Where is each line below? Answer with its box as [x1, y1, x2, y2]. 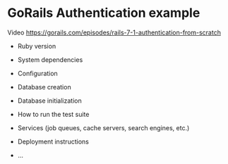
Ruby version [17, 42, 56, 50]
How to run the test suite [17, 110, 90, 118]
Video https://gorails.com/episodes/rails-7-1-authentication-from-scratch [7, 28, 221, 37]
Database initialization [17, 96, 83, 105]
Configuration [17, 69, 58, 77]
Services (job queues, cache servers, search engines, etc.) [17, 123, 190, 132]
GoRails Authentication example [7, 5, 200, 21]
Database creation [17, 82, 72, 91]
